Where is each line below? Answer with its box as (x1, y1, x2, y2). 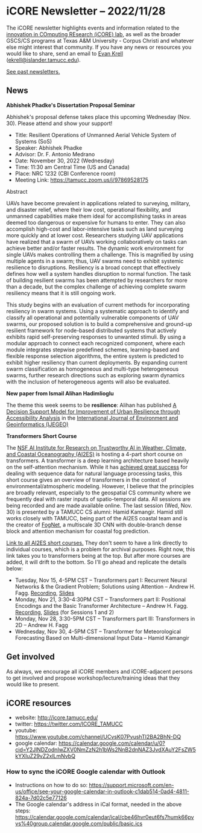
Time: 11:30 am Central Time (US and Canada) (14, 163, 130, 170)
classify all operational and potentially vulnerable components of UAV (6, 314, 179, 321)
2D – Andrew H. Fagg (14, 621, 68, 628)
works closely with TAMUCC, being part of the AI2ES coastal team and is (6, 514, 188, 522)
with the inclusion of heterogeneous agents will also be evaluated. (6, 378, 171, 385)
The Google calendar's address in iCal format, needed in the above (14, 800, 182, 808)
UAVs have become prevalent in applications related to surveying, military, (6, 199, 191, 206)
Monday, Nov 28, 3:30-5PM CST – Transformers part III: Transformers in (14, 614, 195, 622)
